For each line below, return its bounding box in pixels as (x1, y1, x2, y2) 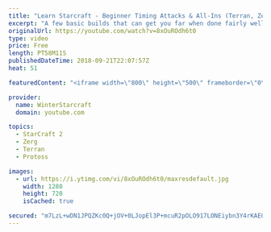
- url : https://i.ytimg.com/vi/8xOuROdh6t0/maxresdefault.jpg (15, 175, 229, 183)
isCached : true (23, 197, 74, 205)
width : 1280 (23, 182, 63, 190)
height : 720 (23, 190, 63, 198)
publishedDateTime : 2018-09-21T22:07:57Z (8, 57, 150, 65)
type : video (8, 34, 48, 43)
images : (8, 167, 35, 176)
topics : (8, 122, 35, 131)
